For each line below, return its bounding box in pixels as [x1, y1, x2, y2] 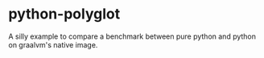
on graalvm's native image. [8, 39, 98, 49]
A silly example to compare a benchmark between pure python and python [8, 31, 256, 41]
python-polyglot [8, 5, 121, 23]
